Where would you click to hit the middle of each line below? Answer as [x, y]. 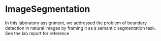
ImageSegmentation [48, 9]
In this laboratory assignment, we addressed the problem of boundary [76, 23]
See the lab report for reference [37, 33]
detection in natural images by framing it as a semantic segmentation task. [80, 28]
